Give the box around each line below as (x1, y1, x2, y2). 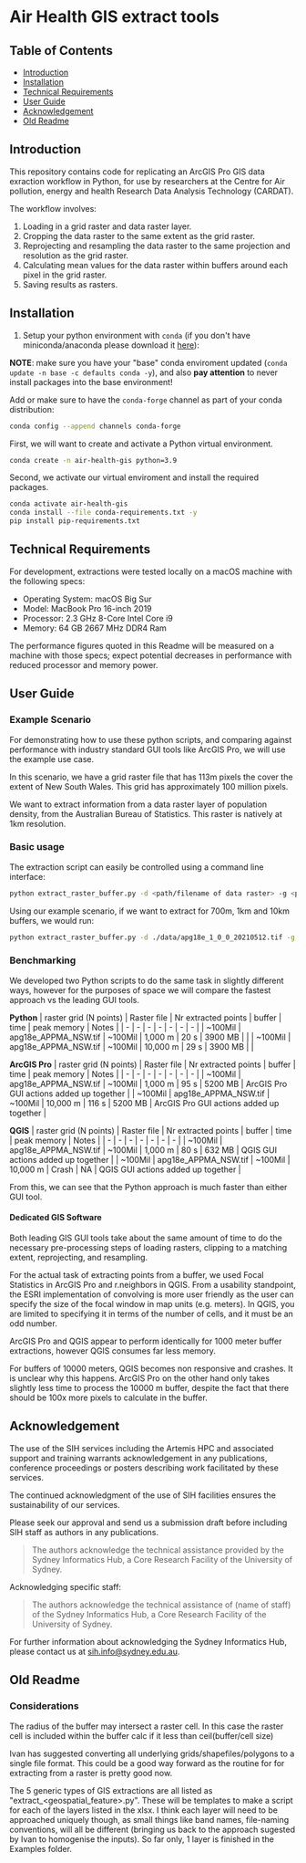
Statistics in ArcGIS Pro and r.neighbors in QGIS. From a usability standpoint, (9, 1280, 296, 1291)
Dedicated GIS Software (9, 1212, 102, 1223)
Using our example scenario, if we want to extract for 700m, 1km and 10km (9, 905, 290, 916)
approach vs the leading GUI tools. (9, 994, 139, 1005)
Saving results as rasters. (22, 278, 118, 289)
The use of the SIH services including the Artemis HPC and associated (9, 1442, 274, 1453)
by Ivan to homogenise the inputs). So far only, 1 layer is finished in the (9, 1833, 275, 1845)
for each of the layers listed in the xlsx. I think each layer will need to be (9, 1805, 278, 1816)
